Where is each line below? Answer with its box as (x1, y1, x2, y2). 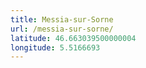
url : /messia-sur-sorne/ (10, 24, 114, 34)
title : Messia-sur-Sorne (10, 14, 114, 25)
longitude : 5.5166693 (10, 42, 101, 53)
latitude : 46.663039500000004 (10, 33, 137, 43)
